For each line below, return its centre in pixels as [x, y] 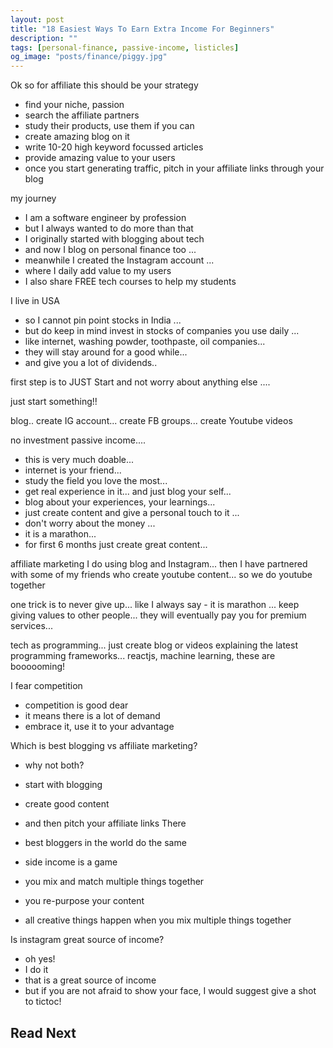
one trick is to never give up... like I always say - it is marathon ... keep [155, 605]
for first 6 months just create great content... [116, 545]
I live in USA [35, 301]
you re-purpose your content [84, 901]
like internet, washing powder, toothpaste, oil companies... [145, 342]
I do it [36, 970]
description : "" [44, 38]
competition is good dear [76, 705]
